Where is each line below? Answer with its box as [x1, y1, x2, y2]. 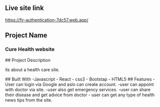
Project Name [5, 31, 47, 40]
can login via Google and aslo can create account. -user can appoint [16, 81, 154, 87]
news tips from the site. [5, 97, 53, 103]
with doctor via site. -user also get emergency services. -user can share [5, 86, 151, 92]
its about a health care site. [5, 66, 60, 73]
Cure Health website [5, 46, 55, 53]
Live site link [5, 4, 44, 12]
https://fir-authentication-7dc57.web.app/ [5, 17, 89, 23]
